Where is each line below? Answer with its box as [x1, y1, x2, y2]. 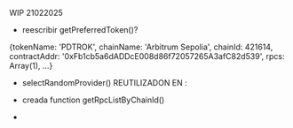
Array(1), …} [9, 61, 53, 71]
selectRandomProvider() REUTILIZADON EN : [21, 78, 188, 87]
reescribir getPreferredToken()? [21, 25, 139, 34]
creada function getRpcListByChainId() [21, 94, 165, 105]
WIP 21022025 [9, 8, 64, 18]
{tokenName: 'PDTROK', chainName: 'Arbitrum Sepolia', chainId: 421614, [9, 41, 273, 52]
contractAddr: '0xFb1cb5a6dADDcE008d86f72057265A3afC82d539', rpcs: [9, 51, 285, 61]
